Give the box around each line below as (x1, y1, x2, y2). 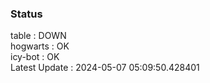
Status (10, 7, 43, 21)
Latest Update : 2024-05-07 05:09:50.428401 (10, 62, 200, 74)
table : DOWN (10, 30, 67, 42)
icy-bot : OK (10, 51, 60, 63)
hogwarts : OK (10, 40, 70, 52)
